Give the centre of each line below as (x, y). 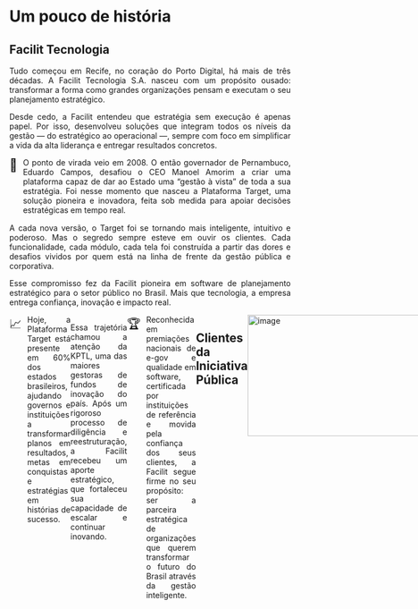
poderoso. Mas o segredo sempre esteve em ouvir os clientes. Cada (150, 237)
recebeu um (99, 461)
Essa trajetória (99, 327)
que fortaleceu (99, 489)
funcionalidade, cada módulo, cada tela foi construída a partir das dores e (150, 247)
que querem (171, 548)
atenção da (99, 347)
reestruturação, (99, 441)
